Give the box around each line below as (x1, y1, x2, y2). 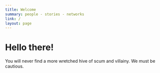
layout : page (5, 21, 32, 26)
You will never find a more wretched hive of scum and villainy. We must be (5, 58, 156, 64)
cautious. (5, 63, 24, 69)
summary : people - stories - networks (5, 12, 84, 17)
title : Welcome (5, 7, 36, 12)
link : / (5, 16, 21, 21)
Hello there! (5, 42, 54, 53)
